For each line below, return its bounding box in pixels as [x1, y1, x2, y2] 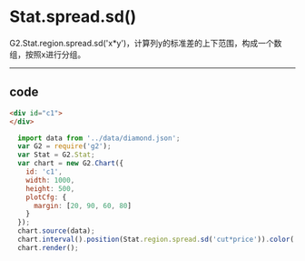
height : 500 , [25, 184, 75, 193]
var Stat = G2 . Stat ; [17, 150, 95, 160]
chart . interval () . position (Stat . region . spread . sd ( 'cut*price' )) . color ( [17, 235, 295, 244]
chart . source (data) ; [17, 226, 95, 236]
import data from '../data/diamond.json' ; [17, 134, 181, 143]
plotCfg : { [25, 193, 67, 202]
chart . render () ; [17, 243, 79, 252]
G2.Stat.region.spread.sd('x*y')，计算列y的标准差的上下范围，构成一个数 [9, 37, 282, 48]
